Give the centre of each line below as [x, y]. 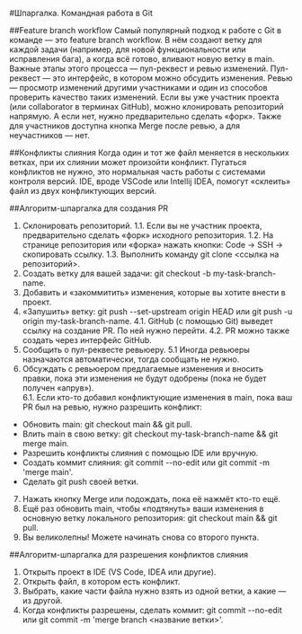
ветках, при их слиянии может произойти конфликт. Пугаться [128, 162]
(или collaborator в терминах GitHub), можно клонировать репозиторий [147, 106]
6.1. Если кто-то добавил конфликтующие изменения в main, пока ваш [157, 397]
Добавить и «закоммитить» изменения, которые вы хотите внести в [154, 292]
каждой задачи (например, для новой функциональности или [128, 49]
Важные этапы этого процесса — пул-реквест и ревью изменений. [139, 68]
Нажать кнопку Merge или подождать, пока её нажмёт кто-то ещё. [151, 499]
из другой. [42, 600]
